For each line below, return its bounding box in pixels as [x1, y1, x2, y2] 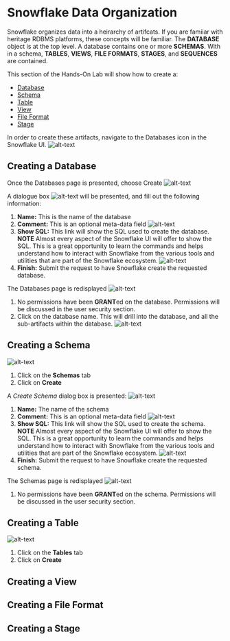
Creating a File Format [7, 599, 104, 611]
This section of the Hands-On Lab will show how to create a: [7, 70, 179, 78]
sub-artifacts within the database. [16, 319, 113, 328]
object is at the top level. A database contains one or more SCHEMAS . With [7, 42, 221, 50]
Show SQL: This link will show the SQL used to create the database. [16, 227, 209, 235]
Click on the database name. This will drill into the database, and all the [16, 312, 218, 320]
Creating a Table [7, 517, 79, 528]
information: [7, 199, 42, 207]
